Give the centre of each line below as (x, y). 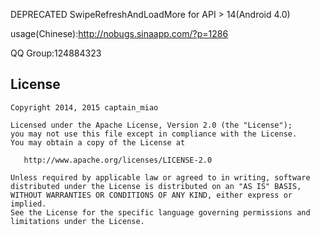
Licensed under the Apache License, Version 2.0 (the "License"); (151, 125)
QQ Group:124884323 (56, 53)
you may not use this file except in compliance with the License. (154, 134)
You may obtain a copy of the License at (98, 142)
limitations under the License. (77, 221)
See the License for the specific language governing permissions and (160, 212)
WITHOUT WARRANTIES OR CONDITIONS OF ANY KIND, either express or (151, 195)
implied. (28, 204)
